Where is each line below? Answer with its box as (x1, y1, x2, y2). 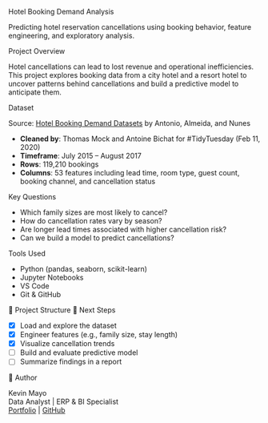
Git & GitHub (19, 290, 62, 299)
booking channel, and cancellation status (19, 176, 156, 186)
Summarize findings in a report (19, 357, 122, 367)
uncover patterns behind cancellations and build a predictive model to (8, 79, 239, 88)
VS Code (19, 281, 50, 291)
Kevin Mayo (8, 389, 47, 398)
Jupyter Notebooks (19, 272, 84, 282)
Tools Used (8, 248, 46, 258)
